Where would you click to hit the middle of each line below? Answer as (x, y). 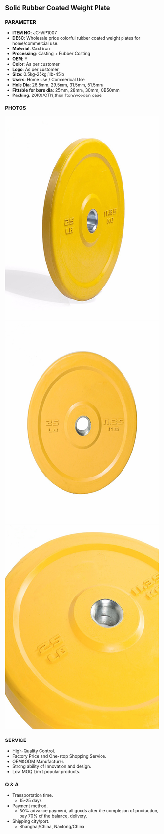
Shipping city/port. (31, 821)
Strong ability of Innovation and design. (52, 766)
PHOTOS (16, 108)
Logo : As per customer (35, 69)
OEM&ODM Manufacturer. (38, 762)
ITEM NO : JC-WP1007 (34, 33)
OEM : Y (20, 59)
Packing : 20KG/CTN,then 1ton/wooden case (57, 95)
